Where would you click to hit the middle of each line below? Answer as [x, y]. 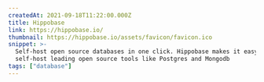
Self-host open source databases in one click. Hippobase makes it [128, 52]
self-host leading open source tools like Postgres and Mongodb [123, 59]
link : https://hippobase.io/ [56, 30]
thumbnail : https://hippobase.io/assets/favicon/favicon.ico [110, 37]
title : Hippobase [37, 23]
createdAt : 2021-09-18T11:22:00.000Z [70, 15]
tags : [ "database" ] [40, 66]
